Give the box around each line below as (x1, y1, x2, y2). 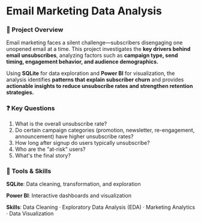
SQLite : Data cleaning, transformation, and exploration (6, 181, 141, 188)
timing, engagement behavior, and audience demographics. (6, 58, 159, 65)
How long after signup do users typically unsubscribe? (14, 139, 150, 146)
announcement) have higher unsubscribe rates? (14, 133, 134, 140)
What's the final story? (14, 151, 71, 159)
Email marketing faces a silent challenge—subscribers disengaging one (6, 39, 183, 46)
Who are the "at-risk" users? (14, 145, 86, 153)
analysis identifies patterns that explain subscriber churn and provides (6, 76, 184, 83)
